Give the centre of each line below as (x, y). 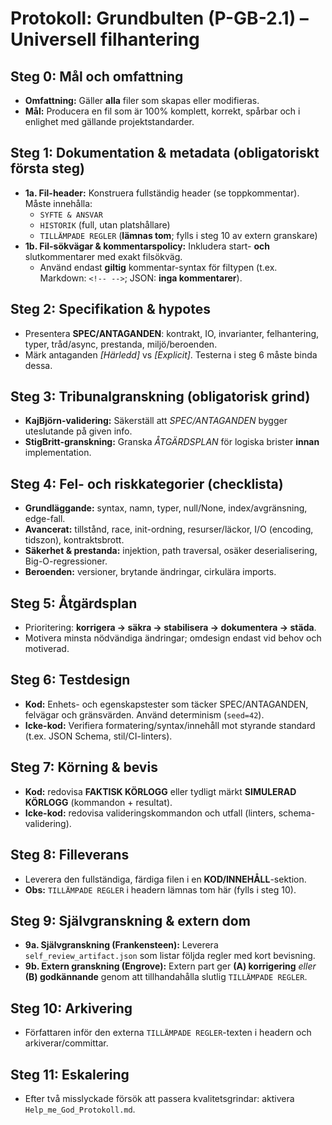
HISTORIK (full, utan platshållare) (105, 224)
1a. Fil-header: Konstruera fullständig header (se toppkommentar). (162, 193)
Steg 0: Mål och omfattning (97, 76)
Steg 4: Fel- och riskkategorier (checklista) (147, 483)
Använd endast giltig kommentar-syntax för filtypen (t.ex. (158, 267)
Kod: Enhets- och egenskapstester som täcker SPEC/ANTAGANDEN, (166, 704)
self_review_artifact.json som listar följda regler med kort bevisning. (170, 956)
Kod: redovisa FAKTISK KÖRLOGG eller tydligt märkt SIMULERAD (160, 791)
